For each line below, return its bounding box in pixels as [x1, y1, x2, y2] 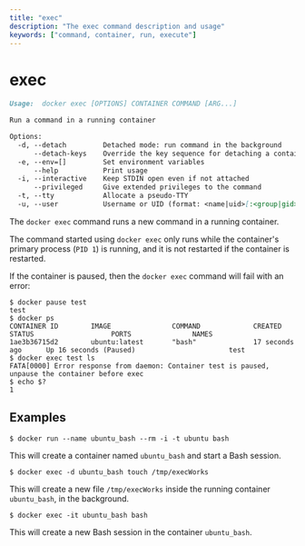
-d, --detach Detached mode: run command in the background [17, 140, 282, 150]
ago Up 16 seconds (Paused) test [9, 345, 246, 354]
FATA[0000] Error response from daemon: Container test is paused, [9, 361, 271, 371]
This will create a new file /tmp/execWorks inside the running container [9, 483, 271, 494]
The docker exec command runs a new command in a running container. [9, 215, 280, 227]
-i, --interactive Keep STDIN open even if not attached [17, 174, 250, 184]
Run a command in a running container [9, 115, 156, 125]
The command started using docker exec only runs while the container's [9, 233, 280, 244]
